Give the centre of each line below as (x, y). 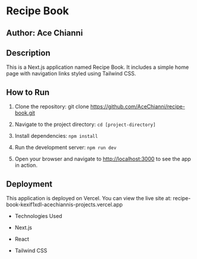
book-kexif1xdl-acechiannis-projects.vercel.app (64, 205)
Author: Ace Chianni (45, 33)
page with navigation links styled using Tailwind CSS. (71, 74)
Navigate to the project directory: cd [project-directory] (85, 124)
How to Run (28, 92)
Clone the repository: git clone (52, 107)
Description (28, 53)
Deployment (29, 184)
